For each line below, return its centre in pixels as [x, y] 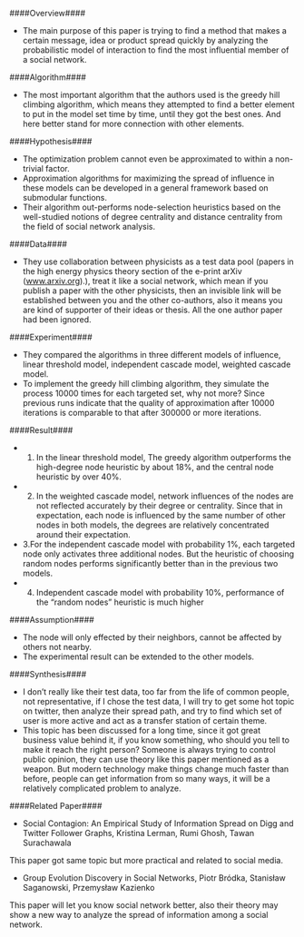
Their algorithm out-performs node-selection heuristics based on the [152, 207]
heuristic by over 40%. [79, 477]
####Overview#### [48, 13]
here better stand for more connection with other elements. [133, 123]
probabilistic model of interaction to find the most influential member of [156, 50]
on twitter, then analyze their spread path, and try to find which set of [152, 711]
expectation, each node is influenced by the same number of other [161, 515]
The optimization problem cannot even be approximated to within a [148, 159]
